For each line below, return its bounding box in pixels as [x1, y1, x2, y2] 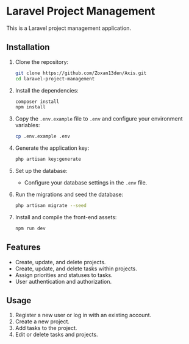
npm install [15, 104, 46, 110]
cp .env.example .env [15, 133, 70, 139]
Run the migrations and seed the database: [15, 191, 124, 198]
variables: [15, 122, 40, 129]
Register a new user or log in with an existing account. [15, 312, 152, 319]
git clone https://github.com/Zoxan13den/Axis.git [15, 70, 147, 76]
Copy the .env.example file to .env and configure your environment [15, 115, 183, 122]
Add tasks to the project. [15, 325, 77, 332]
